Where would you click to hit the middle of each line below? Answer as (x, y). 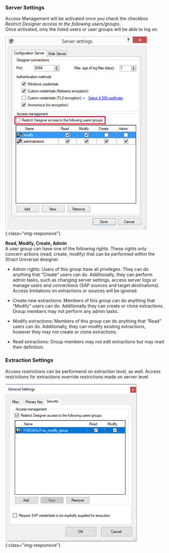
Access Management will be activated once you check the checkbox (77, 19)
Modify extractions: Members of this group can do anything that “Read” (87, 321)
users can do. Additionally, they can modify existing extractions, (79, 327)
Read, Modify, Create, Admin (36, 243)
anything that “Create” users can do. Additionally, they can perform (82, 274)
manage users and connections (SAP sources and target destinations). (86, 286)
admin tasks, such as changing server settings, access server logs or (84, 280)
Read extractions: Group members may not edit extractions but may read (88, 342)
